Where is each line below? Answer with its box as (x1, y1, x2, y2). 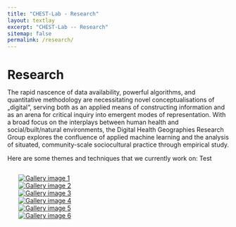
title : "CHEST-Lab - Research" (7, 10, 99, 18)
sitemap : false (7, 30, 52, 37)
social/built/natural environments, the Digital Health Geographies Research (7, 125, 224, 134)
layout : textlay (7, 17, 55, 24)
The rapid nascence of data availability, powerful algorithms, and (7, 88, 196, 97)
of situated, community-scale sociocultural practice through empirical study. (7, 140, 230, 149)
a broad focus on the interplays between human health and (7, 118, 179, 127)
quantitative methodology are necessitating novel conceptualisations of (7, 96, 215, 104)
